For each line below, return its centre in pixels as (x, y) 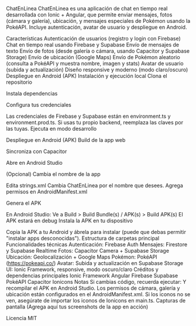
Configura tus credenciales (39, 105)
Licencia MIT (22, 318)
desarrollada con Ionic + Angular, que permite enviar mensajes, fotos (89, 15)
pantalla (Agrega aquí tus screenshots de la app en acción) (77, 307)
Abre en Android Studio (34, 163)
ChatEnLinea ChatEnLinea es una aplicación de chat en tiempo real (87, 9)
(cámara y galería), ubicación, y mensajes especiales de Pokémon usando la (98, 21)
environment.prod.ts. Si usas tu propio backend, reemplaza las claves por (95, 122)
